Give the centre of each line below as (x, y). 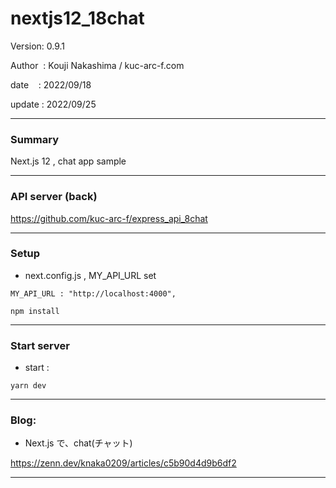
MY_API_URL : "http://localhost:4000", (93, 293)
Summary (35, 139)
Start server (40, 345)
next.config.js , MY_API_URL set (90, 275)
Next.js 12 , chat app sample (68, 161)
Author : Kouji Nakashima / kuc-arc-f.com (97, 65)
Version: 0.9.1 (38, 46)
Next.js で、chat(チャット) (78, 443)
